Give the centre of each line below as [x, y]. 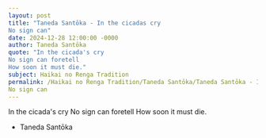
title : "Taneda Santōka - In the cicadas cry [84, 23]
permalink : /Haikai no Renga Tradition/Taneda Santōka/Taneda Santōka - [131, 82]
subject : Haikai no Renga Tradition [68, 75]
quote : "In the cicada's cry [56, 52]
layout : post [30, 15]
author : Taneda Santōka [47, 45]
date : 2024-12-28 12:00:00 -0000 [63, 38]
